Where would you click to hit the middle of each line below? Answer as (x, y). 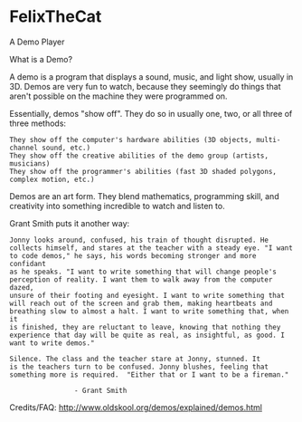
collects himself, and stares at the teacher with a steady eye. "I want (151, 248)
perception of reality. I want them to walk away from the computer (141, 279)
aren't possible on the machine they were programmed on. (118, 96)
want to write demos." (52, 343)
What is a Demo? (41, 59)
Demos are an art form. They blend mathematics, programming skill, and (144, 196)
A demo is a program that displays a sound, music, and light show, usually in (151, 77)
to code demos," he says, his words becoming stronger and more (133, 255)
